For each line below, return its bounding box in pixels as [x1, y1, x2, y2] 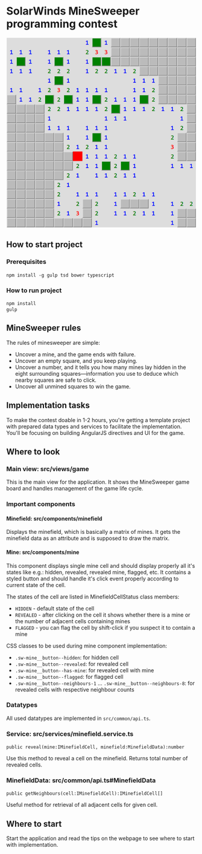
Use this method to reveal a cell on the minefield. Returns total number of [6, 755, 188, 762]
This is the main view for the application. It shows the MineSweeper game [6, 478, 190, 486]
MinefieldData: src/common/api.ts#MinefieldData [6, 776, 156, 785]
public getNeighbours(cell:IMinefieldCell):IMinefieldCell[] [6, 791, 163, 797]
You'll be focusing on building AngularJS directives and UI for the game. [6, 429, 185, 436]
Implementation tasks [6, 400, 90, 411]
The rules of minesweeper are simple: [6, 339, 101, 346]
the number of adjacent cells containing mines [14, 617, 131, 624]
